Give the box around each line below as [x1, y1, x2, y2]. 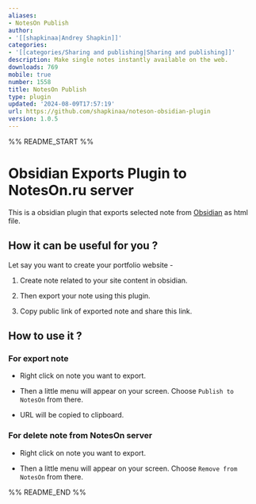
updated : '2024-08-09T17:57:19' [8, 100, 115, 108]
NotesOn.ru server [8, 182, 135, 199]
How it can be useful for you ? [8, 239, 159, 252]
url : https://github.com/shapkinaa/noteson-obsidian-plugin [8, 108, 212, 116]
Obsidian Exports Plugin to [8, 164, 188, 183]
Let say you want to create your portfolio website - [8, 260, 174, 270]
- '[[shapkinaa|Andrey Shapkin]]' [8, 33, 123, 42]
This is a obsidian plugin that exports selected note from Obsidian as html [8, 207, 248, 217]
